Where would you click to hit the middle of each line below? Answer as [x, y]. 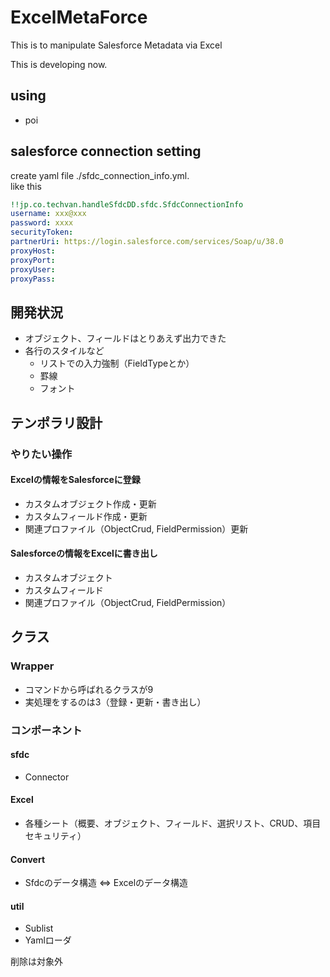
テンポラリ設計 [56, 422]
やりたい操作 [41, 454]
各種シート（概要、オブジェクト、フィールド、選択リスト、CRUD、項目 [173, 823]
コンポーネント [46, 730]
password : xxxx [42, 223]
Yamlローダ [48, 940]
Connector [47, 777]
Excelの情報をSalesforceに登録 [75, 480]
